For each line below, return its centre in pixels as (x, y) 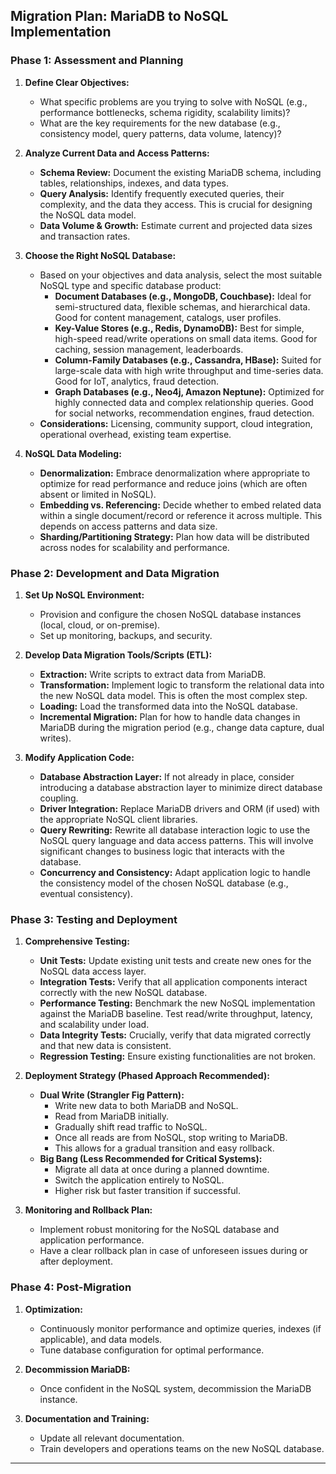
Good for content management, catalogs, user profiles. (168, 317)
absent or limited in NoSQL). (98, 494)
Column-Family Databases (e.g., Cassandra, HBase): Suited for (188, 360)
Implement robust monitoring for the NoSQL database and (159, 1230)
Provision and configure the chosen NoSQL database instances (170, 614)
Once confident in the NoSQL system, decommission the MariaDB (175, 1388)
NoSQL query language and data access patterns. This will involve (176, 840)
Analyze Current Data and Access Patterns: (117, 153)
